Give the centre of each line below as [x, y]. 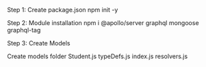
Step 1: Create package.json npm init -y [63, 10]
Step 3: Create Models [39, 43]
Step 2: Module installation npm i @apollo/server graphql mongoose [103, 23]
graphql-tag [24, 30]
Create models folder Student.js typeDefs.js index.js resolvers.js [98, 56]
